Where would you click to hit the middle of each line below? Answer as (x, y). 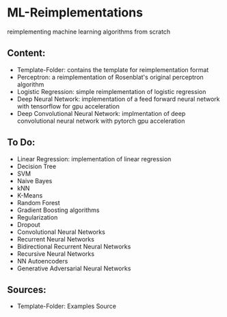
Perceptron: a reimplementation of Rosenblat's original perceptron (110, 77)
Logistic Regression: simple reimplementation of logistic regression (111, 91)
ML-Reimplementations (75, 13)
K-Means (30, 195)
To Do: (21, 142)
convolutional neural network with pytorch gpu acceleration (101, 121)
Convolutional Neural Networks (61, 232)
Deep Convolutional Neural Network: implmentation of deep (101, 113)
